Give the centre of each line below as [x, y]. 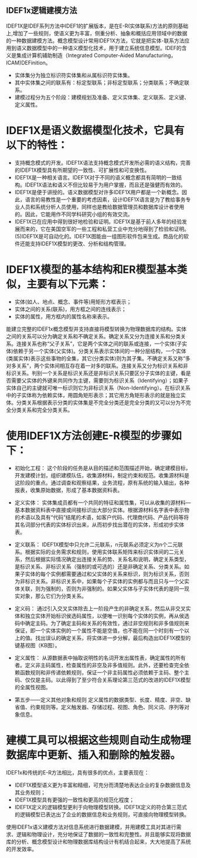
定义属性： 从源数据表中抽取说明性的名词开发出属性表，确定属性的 [95, 657]
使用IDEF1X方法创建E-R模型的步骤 [89, 436]
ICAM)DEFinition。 [28, 62]
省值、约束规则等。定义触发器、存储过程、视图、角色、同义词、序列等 [99, 707]
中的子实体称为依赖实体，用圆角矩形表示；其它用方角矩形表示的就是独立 [93, 395]
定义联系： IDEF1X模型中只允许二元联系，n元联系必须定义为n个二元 [96, 544]
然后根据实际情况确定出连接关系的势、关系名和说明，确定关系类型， [107, 559]
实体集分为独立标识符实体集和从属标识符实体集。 [74, 75]
